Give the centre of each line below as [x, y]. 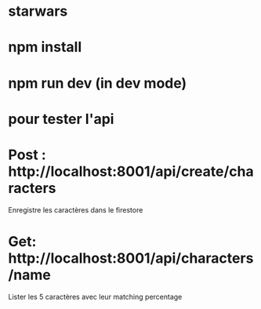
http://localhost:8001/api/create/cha [131, 171]
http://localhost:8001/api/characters [131, 258]
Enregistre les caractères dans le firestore [76, 209]
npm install [45, 47]
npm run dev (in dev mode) [98, 83]
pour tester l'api [61, 119]
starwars [38, 11]
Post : [27, 154]
